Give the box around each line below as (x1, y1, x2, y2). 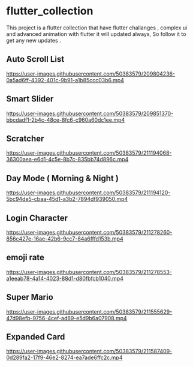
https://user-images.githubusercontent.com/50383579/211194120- (6, 189, 171, 196)
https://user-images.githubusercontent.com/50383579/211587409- (6, 348, 173, 355)
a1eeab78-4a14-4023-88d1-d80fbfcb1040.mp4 (6, 275, 124, 282)
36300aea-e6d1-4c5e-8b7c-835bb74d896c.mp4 (6, 156, 129, 163)
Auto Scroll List (6, 54, 65, 64)
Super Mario (6, 292, 54, 302)
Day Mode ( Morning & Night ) (6, 173, 119, 183)
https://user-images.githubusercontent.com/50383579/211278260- (6, 229, 173, 236)
